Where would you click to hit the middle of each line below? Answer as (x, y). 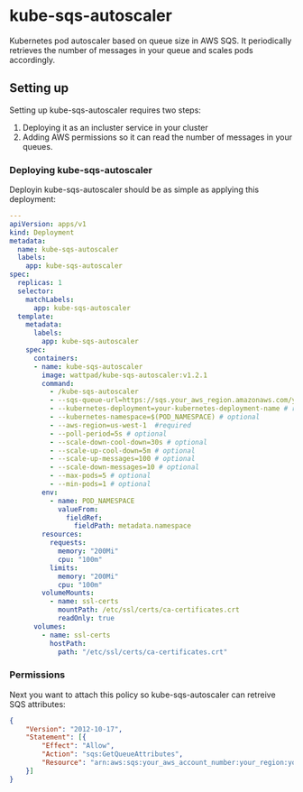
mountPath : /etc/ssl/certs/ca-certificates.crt (149, 610)
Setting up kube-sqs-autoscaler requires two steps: (105, 110)
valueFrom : (78, 509)
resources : (62, 534)
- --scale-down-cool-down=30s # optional (128, 442)
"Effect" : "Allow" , (78, 746)
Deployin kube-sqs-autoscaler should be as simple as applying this (134, 189)
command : (58, 383)
